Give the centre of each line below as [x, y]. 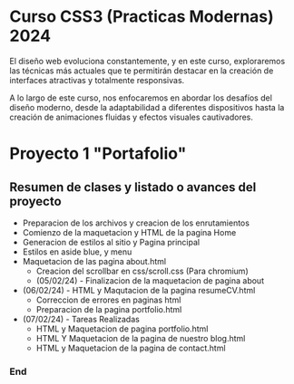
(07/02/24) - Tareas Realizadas [81, 319]
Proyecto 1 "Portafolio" [98, 154]
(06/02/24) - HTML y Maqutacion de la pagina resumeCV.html [139, 290]
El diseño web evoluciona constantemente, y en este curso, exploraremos [147, 61]
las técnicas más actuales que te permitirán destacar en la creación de [142, 71]
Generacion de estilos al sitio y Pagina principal [111, 242]
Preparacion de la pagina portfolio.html [109, 309]
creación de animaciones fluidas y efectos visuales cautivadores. [132, 117]
